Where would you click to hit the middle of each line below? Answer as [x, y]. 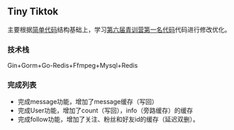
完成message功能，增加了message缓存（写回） [88, 102]
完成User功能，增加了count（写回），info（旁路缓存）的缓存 [105, 111]
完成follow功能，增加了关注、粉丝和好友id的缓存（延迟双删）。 [108, 119]
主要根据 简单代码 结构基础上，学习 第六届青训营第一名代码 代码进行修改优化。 [119, 29]
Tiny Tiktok [33, 12]
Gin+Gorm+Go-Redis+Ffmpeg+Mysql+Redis [73, 66]
